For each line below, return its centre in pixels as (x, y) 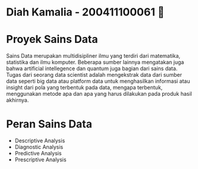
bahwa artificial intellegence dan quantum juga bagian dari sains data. (92, 68)
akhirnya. (18, 100)
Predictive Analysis (38, 154)
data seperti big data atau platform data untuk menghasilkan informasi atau (98, 81)
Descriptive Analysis (40, 141)
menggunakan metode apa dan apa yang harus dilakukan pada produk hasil (99, 94)
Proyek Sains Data (52, 40)
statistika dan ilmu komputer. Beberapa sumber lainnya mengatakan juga (95, 62)
